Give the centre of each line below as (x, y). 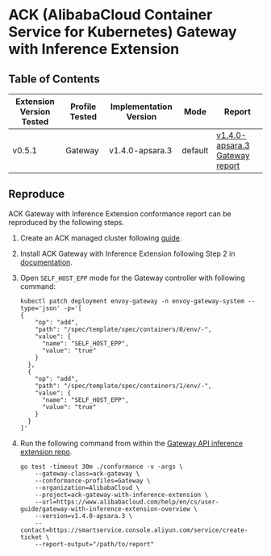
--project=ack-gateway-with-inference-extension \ (122, 495)
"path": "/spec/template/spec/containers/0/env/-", (123, 329)
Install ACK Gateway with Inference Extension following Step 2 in (127, 253)
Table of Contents (54, 79)
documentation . (46, 262)
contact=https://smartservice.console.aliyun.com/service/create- (134, 530)
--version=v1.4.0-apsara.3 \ (84, 516)
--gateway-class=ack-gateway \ (88, 474)
